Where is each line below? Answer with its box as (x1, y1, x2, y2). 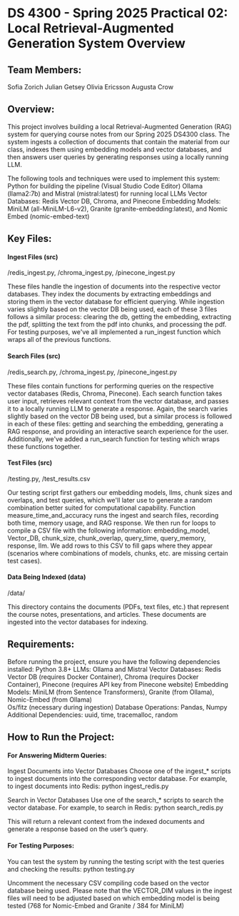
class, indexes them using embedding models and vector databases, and (7, 145, 223, 153)
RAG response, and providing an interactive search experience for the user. (7, 427, 229, 436)
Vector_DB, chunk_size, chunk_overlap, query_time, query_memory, (7, 533, 206, 542)
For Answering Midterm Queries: (7, 751, 107, 760)
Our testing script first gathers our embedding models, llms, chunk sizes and (7, 488, 233, 497)
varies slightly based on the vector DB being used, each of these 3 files (7, 305, 218, 313)
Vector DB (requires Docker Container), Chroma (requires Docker (7, 673, 199, 681)
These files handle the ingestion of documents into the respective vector (7, 282, 221, 291)
